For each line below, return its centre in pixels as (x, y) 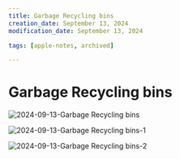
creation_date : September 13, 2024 (69, 23)
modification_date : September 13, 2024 (76, 31)
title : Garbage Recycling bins (61, 16)
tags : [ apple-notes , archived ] (61, 45)
